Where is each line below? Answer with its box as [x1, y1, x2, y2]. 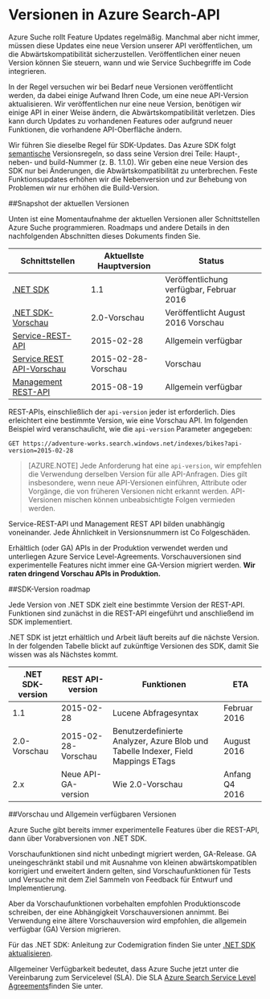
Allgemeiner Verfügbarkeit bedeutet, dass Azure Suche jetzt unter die [8, 964, 239, 973]
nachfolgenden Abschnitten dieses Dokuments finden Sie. [8, 231, 201, 240]
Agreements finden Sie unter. [8, 981, 103, 990]
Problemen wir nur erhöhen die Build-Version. [8, 182, 160, 192]
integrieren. [8, 66, 47, 76]
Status [198, 255, 225, 266]
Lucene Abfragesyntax [112, 707, 199, 719]
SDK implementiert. [8, 616, 73, 626]
